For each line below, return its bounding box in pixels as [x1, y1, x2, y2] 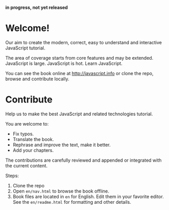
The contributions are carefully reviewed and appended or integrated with [5, 157, 162, 163]
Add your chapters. [12, 147, 54, 153]
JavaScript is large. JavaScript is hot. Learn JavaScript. [5, 60, 123, 66]
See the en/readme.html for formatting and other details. [12, 199, 132, 205]
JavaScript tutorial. [5, 45, 45, 51]
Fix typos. [12, 131, 34, 137]
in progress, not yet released [5, 5, 68, 10]
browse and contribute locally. [5, 76, 69, 82]
